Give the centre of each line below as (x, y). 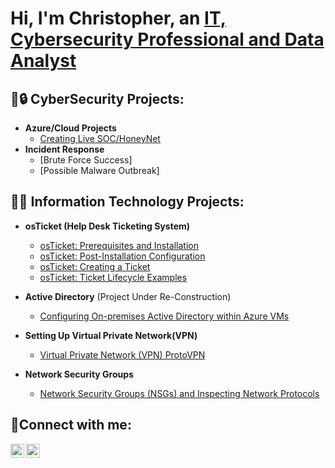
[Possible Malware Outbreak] (99, 170)
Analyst (43, 61)
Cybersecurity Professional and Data (167, 39)
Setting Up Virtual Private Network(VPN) (111, 335)
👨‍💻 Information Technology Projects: (127, 202)
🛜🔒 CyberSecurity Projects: (97, 98)
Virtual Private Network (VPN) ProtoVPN (122, 354)
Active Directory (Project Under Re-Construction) (128, 296)
